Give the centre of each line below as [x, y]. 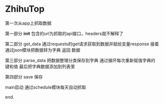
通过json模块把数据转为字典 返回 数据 [43, 50]
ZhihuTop [25, 9]
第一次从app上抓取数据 [28, 23]
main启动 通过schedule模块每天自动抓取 [46, 87]
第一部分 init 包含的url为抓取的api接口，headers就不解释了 [64, 33]
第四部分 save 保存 [24, 77]
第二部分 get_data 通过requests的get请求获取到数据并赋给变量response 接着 [82, 44]
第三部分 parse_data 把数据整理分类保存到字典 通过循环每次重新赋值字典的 [80, 60]
